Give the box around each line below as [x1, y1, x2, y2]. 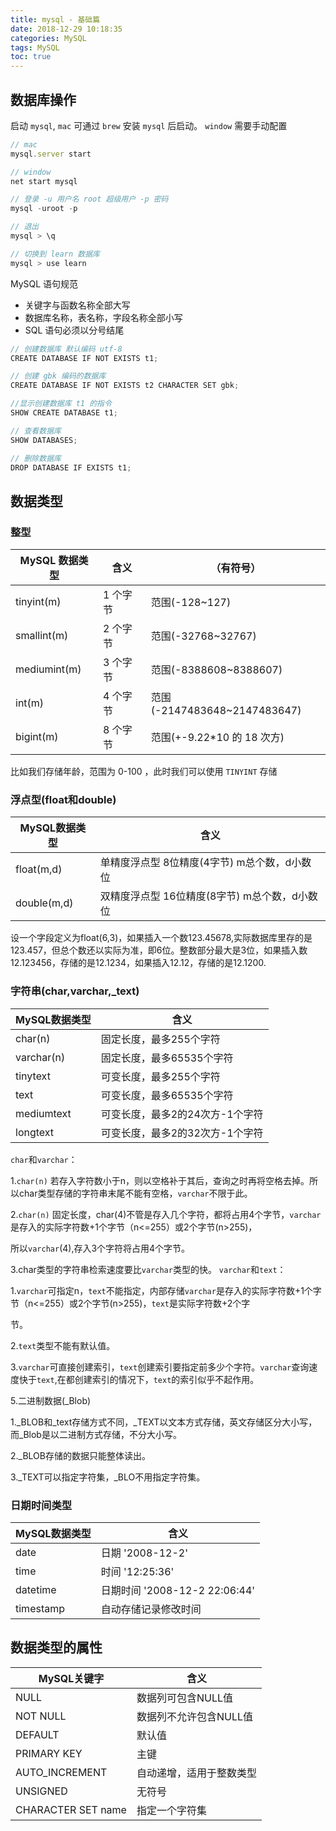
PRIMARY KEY [15, 1746, 83, 1760]
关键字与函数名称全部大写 [24, 299, 131, 311]
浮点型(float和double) [10, 793, 117, 807]
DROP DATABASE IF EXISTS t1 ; [10, 462, 132, 473]
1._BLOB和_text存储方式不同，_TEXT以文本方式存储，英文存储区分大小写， [10, 1416, 318, 1428]
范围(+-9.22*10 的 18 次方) [150, 731, 285, 745]
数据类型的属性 [10, 1639, 103, 1656]
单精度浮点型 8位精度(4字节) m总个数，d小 [99, 856, 302, 870]
